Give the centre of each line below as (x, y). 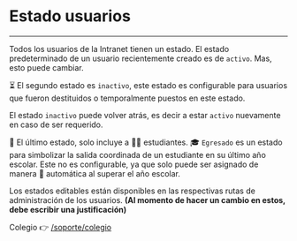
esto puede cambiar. (46, 67)
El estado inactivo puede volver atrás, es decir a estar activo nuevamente (145, 115)
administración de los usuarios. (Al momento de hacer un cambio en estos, (147, 200)
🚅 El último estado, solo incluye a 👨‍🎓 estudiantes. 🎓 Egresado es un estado (146, 142)
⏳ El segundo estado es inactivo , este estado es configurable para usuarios (148, 85)
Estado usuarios (70, 16)
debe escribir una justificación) (68, 209)
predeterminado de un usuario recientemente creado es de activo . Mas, (141, 58)
